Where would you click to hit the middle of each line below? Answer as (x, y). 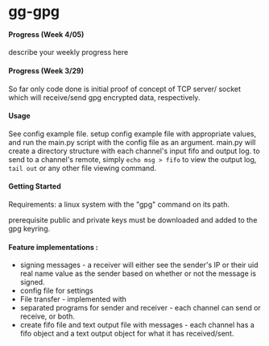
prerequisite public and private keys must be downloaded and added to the (133, 220)
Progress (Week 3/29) (46, 70)
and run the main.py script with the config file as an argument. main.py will (132, 142)
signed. (33, 282)
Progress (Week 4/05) (46, 34)
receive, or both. (47, 316)
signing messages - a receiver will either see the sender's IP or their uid (139, 265)
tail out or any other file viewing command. (83, 168)
